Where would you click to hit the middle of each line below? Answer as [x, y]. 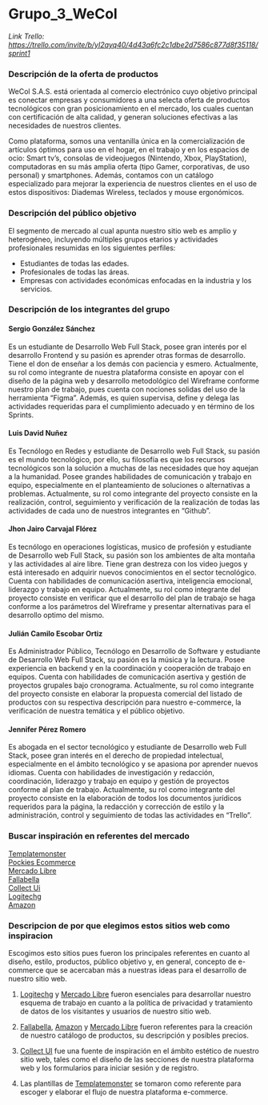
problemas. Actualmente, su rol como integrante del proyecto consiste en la [133, 494]
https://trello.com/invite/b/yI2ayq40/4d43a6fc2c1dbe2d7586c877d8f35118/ [133, 44]
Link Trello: [26, 36]
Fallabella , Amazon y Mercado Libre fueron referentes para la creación [136, 1027]
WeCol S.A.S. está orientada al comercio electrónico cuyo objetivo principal [133, 91]
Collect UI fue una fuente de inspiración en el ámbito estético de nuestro [140, 1051]
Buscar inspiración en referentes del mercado [99, 836]
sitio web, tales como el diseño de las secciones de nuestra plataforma [137, 1059]
